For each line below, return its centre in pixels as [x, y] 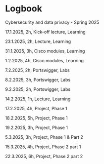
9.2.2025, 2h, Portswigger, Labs [38, 89]
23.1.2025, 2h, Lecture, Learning [38, 41]
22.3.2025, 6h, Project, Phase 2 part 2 [44, 156]
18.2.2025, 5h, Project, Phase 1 [36, 118]
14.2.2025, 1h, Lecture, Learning [38, 99]
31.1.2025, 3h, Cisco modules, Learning [45, 51]
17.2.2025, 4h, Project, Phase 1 [36, 108]
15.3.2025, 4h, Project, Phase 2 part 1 [43, 147]
